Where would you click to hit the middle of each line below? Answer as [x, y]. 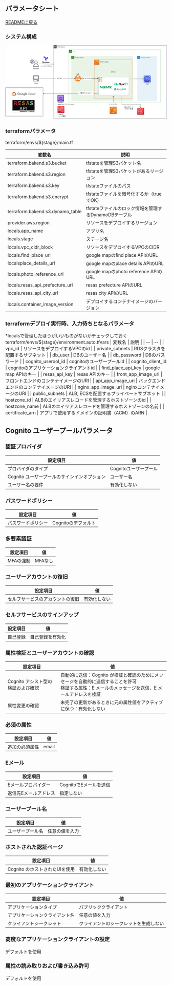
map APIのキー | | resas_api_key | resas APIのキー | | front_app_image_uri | [84, 374]
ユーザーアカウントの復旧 [37, 577]
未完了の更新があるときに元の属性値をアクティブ [112, 703]
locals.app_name [25, 231]
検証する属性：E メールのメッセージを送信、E [109, 688]
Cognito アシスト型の [30, 681]
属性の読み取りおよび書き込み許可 [47, 966]
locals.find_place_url [29, 255]
